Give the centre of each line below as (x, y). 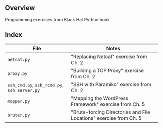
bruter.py (19, 115)
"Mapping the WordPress (100, 98)
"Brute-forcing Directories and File (111, 112)
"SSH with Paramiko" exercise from (111, 84)
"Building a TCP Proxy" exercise (107, 71)
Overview (20, 8)
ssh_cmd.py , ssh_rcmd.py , (36, 85)
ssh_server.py (24, 90)
